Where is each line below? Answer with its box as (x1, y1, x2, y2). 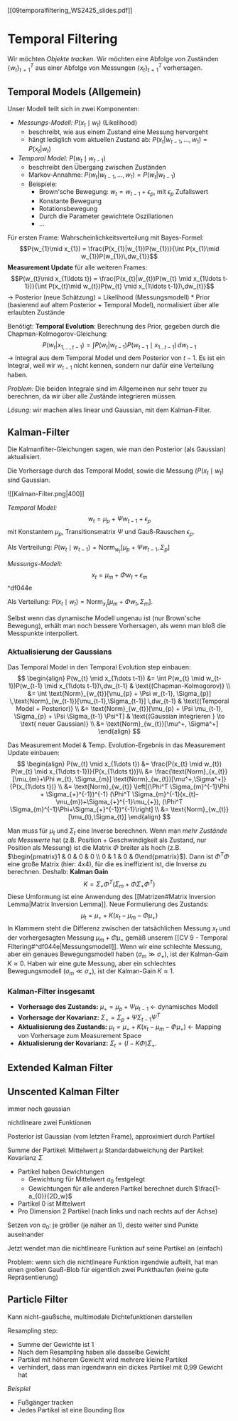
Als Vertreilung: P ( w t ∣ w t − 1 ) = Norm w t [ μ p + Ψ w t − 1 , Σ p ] (7, 543, 171, 554)
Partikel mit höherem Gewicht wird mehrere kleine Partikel (17, 1355, 188, 1364)
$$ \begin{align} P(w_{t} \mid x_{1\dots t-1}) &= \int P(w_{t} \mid (17, 674, 205, 683)
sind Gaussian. (7, 476, 51, 484)
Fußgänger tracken (17, 1397, 74, 1407)
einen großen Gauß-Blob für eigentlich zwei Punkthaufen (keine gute (7, 1265, 209, 1273)
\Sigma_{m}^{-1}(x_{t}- (132, 790, 199, 799)
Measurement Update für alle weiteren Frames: (7, 263, 148, 272)
